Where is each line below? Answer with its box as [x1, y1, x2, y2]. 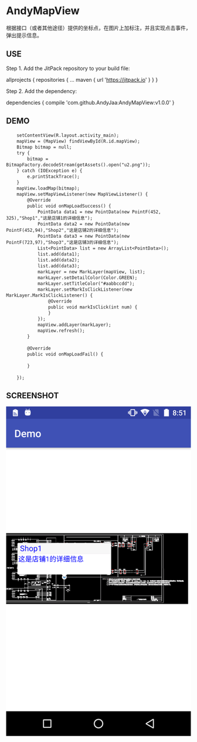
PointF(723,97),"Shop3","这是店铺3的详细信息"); [6, 239, 119, 245]
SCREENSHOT [6, 390, 59, 401]
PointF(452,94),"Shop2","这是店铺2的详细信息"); [6, 227, 119, 233]
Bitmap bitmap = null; [16, 144, 72, 150]
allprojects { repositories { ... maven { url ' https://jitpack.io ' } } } [6, 76, 158, 83]
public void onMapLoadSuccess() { [27, 203, 111, 209]
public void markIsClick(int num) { [47, 304, 138, 310]
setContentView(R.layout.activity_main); [16, 132, 119, 138]
